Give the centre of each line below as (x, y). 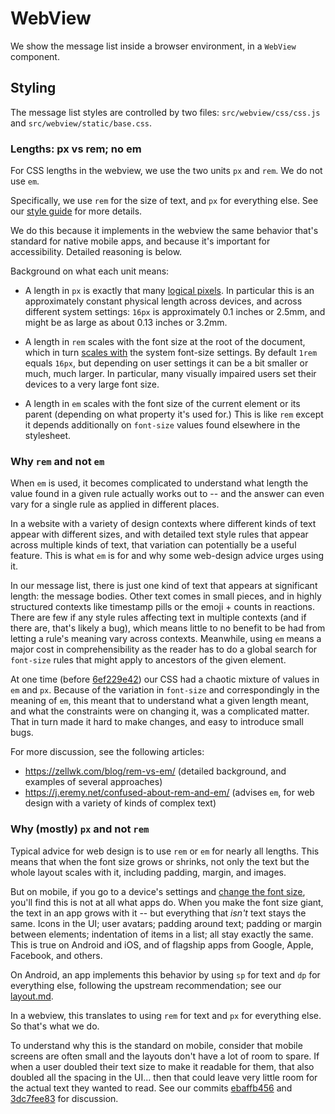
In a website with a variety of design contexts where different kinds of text (163, 524)
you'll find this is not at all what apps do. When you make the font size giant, (167, 902)
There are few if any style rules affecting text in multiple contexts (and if (158, 618)
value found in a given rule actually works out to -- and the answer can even (167, 494)
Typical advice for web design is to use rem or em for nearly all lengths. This (165, 851)
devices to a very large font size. (92, 384)
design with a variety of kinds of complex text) (120, 803)
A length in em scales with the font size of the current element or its (162, 404)
